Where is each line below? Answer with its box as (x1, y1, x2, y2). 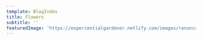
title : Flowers (6, 14, 44, 20)
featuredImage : (6, 25, 44, 31)
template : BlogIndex (6, 8, 58, 15)
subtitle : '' (6, 19, 39, 25)
